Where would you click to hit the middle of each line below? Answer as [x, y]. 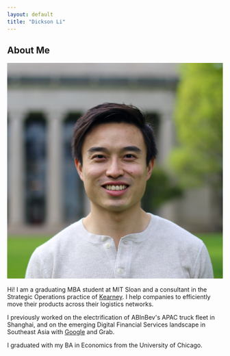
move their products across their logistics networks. [80, 304]
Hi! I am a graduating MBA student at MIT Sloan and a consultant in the [107, 290]
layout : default [30, 14]
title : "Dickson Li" [37, 22]
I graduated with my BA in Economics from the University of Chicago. [105, 345]
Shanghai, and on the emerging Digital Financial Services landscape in [106, 325]
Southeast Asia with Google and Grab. [61, 332]
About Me [28, 50]
